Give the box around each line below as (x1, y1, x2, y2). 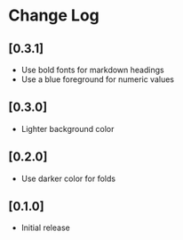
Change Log (8, 5, 99, 26)
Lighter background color (20, 123, 115, 134)
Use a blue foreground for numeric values (20, 74, 175, 85)
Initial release (20, 222, 70, 233)
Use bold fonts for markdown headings (20, 64, 165, 75)
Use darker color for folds (20, 173, 116, 184)
